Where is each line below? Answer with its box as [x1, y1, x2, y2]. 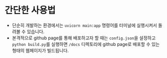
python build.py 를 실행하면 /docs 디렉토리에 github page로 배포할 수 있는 [12, 41, 160, 47]
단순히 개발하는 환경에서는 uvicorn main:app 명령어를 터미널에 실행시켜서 [12, 22, 157, 28]
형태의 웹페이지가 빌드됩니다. [12, 47, 69, 53]
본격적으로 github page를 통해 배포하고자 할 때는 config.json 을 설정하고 [12, 35, 156, 41]
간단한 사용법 [5, 5, 56, 16]
